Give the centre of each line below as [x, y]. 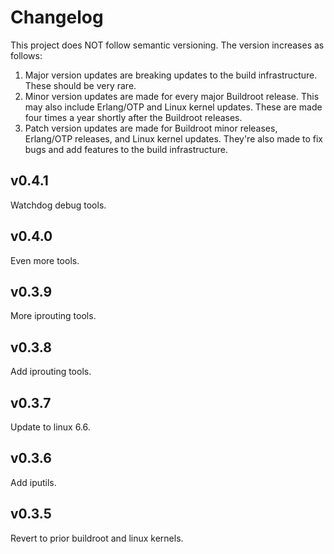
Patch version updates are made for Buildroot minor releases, [151, 128]
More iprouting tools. [53, 316]
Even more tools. [45, 260]
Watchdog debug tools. [58, 205]
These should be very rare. [80, 85]
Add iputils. [33, 482]
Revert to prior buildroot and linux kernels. [97, 538]
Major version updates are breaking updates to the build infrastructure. [171, 75]
